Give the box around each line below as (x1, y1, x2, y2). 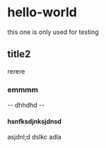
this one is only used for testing (7, 28, 99, 36)
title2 (7, 48, 31, 60)
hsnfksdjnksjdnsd (7, 117, 62, 125)
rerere (7, 67, 25, 75)
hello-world (7, 4, 78, 21)
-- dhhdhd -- (7, 101, 45, 110)
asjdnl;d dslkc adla (7, 132, 61, 142)
